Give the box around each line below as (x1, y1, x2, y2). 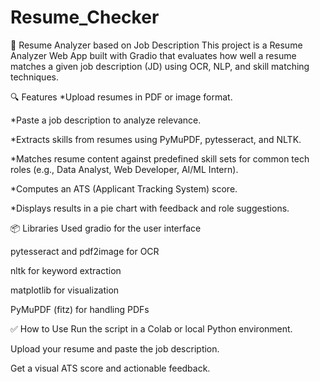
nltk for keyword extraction (10, 264, 122, 276)
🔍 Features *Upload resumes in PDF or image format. (10, 91, 233, 103)
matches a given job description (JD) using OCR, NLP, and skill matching (10, 60, 310, 72)
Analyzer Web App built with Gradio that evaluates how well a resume (10, 49, 297, 61)
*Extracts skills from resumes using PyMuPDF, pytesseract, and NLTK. (10, 133, 302, 145)
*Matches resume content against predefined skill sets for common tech (10, 152, 310, 165)
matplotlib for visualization (10, 284, 120, 296)
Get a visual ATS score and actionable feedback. (10, 362, 211, 374)
